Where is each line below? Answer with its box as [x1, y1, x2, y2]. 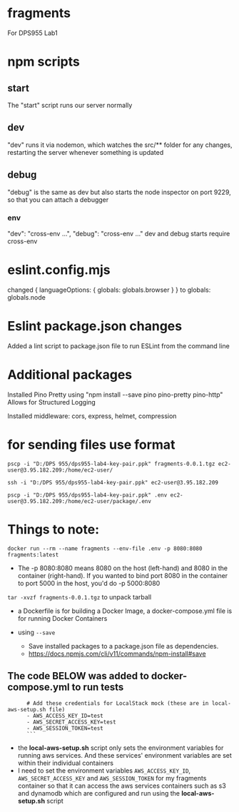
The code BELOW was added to [7, 669, 150, 682]
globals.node [7, 293, 46, 301]
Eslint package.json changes [7, 318, 183, 334]
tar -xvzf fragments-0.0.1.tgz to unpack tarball [7, 592, 152, 601]
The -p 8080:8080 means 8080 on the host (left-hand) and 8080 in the [17, 564, 228, 572]
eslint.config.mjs [7, 262, 111, 278]
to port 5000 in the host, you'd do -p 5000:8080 [17, 579, 161, 587]
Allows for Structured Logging [7, 397, 96, 406]
